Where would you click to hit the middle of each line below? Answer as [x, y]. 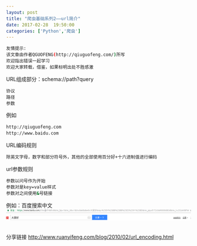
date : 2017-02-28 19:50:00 [40, 25]
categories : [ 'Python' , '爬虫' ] [43, 31]
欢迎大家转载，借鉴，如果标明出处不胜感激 [50, 67]
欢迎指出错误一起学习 [28, 61]
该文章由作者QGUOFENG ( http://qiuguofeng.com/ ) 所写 [66, 55]
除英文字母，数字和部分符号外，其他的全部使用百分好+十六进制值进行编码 [81, 157]
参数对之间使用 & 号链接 [29, 193]
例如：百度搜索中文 [29, 205]
